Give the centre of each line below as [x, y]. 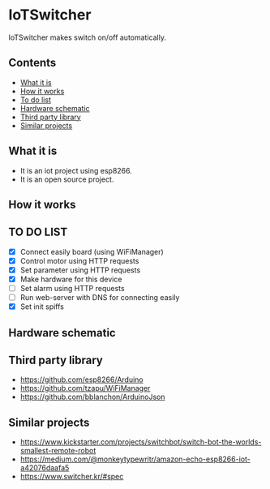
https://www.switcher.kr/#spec [72, 477]
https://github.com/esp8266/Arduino [81, 380]
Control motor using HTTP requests [79, 260]
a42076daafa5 [45, 468]
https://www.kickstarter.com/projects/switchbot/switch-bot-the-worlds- [141, 442]
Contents [32, 63]
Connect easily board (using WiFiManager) [92, 251]
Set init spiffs [42, 307]
